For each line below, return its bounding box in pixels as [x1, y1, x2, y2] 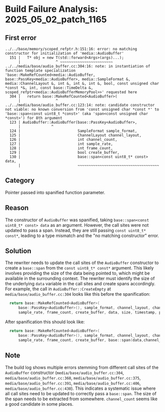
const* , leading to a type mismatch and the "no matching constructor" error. [5, 233, 160, 239]
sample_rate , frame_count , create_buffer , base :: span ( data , [18, 338, 144, 343]
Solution [5, 247, 31, 255]
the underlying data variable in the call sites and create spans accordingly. [5, 281, 156, 287]
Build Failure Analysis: [5, 3, 98, 15]
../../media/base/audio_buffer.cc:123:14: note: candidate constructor [5, 103, 155, 107]
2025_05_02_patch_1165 [5, 14, 107, 25]
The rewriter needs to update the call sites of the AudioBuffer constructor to [5, 260, 159, 266]
